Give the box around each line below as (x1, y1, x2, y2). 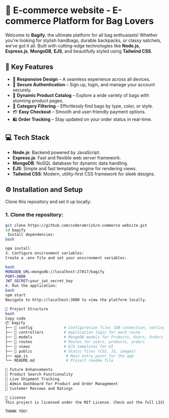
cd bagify (5, 227, 26, 233)
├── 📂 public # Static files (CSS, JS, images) (5, 348, 136, 354)
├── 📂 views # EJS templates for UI (5, 344, 114, 349)
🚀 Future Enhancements (5, 367, 53, 373)
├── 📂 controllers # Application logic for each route (5, 330, 141, 335)
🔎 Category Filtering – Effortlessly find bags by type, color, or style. (12, 103, 153, 109)
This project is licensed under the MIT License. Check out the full (5, 400, 154, 405)
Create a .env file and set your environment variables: (5, 255, 127, 260)
